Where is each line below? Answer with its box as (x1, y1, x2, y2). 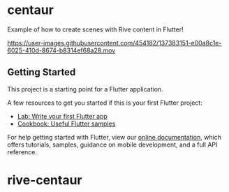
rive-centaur (7, 172, 82, 188)
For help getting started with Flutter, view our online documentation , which (7, 133, 222, 141)
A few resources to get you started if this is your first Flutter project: (7, 98, 202, 107)
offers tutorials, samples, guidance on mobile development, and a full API (7, 140, 218, 149)
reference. (7, 147, 37, 156)
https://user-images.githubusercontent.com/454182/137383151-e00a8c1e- (7, 38, 222, 47)
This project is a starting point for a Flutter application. (7, 84, 163, 93)
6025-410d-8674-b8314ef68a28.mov (7, 46, 116, 54)
